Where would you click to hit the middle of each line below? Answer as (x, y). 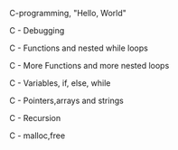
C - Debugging (37, 30)
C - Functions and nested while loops (79, 48)
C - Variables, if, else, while (60, 83)
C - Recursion (35, 118)
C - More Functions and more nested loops (89, 66)
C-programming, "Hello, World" (68, 13)
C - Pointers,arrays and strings (66, 100)
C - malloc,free (37, 136)
